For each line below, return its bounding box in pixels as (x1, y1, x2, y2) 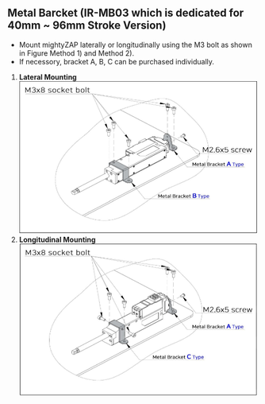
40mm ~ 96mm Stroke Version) (7, 19, 167, 33)
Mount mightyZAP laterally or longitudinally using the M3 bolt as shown (18, 40, 253, 49)
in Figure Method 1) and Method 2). (18, 48, 135, 58)
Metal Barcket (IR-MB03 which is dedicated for (7, 6, 244, 20)
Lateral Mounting (18, 72, 77, 82)
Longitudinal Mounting (18, 235, 96, 245)
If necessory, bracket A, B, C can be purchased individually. (18, 56, 215, 66)
